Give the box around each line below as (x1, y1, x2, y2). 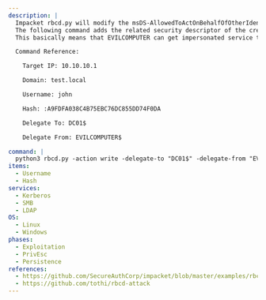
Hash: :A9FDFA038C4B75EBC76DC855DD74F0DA (22, 104, 161, 113)
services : (8, 184, 41, 192)
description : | (8, 11, 59, 20)
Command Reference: (15, 48, 80, 56)
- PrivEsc (15, 250, 47, 258)
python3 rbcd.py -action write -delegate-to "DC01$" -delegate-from (15, 155, 246, 163)
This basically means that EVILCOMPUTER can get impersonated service (15, 33, 253, 42)
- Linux (15, 221, 41, 229)
